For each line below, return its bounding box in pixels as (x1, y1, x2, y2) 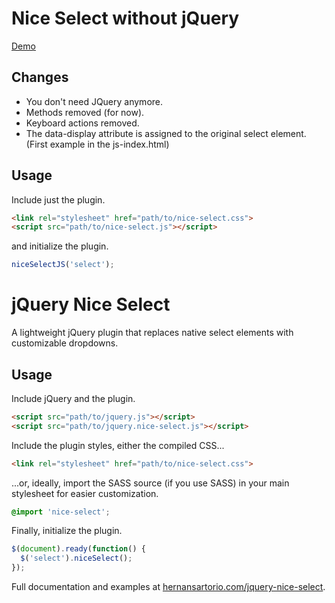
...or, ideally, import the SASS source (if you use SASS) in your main (11, 477, 290, 489)
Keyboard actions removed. (25, 117, 140, 129)
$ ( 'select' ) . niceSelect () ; (20, 553, 133, 564)
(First (25, 138, 48, 150)
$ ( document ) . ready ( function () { (11, 544, 146, 554)
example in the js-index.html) (49, 138, 170, 150)
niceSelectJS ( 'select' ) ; (11, 260, 115, 270)
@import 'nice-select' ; (11, 507, 111, 517)
